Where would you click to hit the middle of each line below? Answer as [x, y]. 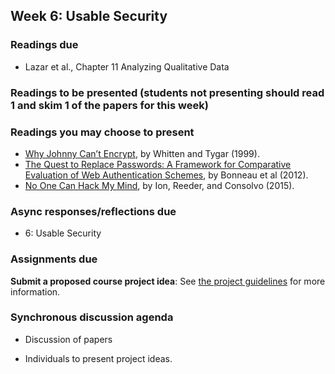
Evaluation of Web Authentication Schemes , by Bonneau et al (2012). [166, 175]
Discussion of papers [68, 339]
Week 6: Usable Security [89, 16]
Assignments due [54, 259]
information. [35, 291]
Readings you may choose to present [102, 132]
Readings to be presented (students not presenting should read [167, 92]
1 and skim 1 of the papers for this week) [109, 105]
